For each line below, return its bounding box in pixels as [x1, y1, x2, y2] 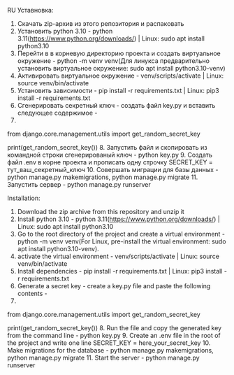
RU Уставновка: [7, 6, 54, 14]
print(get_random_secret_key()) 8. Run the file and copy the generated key [7, 324, 222, 332]
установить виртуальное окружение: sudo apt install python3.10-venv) [17, 64, 226, 72]
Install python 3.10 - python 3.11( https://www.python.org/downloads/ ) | [17, 215, 220, 223]
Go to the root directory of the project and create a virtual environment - [17, 230, 226, 238]
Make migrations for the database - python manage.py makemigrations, [7, 346, 214, 354]
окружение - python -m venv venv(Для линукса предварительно [17, 57, 210, 65]
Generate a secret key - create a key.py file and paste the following [17, 282, 211, 290]
